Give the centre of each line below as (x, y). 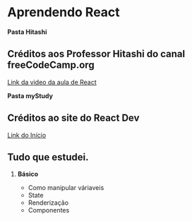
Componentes (49, 210)
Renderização (48, 203)
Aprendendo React (64, 12)
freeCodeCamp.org (51, 65)
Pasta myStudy (30, 95)
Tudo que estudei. (48, 157)
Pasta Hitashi (27, 32)
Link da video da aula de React (52, 82)
